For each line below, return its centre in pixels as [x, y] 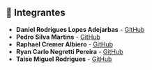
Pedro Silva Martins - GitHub [58, 37]
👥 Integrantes [36, 13]
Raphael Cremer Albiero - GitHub [64, 44]
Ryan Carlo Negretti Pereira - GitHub [69, 51]
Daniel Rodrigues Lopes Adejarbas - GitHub [80, 29]
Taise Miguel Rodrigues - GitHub [64, 59]
